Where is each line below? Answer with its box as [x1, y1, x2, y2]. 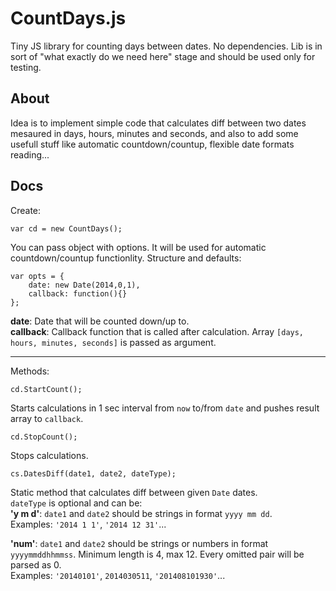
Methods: [10, 365, 50, 377]
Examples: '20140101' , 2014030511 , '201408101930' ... [10, 569, 226, 581]
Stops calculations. [10, 449, 89, 461]
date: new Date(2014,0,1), [28, 280, 141, 290]
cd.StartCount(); [10, 384, 83, 394]
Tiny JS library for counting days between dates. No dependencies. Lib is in [10, 40, 323, 52]
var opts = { [10, 271, 65, 281]
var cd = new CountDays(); [10, 223, 123, 234]
